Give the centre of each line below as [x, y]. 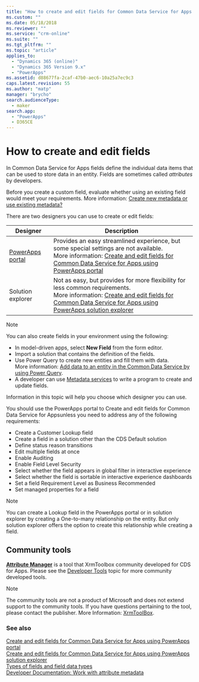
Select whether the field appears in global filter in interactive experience [103, 471]
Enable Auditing [34, 458]
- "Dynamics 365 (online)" [45, 61]
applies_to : [21, 56]
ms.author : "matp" [29, 89]
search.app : [21, 111]
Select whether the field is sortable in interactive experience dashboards [103, 477]
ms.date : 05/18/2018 [32, 23]
